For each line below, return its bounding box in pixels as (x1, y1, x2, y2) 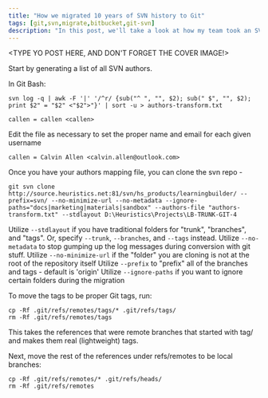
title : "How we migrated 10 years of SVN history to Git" (8, 11, 205, 20)
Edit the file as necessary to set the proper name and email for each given (8, 129, 251, 140)
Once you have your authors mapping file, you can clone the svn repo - (8, 167, 243, 177)
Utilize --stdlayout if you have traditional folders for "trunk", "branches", (8, 225, 247, 234)
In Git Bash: (8, 79, 46, 89)
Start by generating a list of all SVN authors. (8, 64, 153, 73)
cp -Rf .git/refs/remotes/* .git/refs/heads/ (8, 376, 162, 384)
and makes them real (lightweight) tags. (8, 336, 139, 345)
